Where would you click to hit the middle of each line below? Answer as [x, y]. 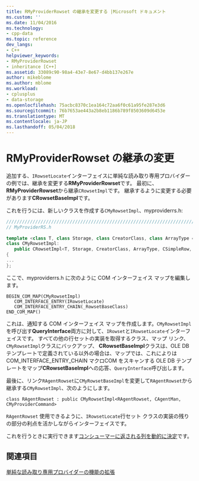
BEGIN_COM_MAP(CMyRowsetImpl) [44, 296]
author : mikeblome [29, 78]
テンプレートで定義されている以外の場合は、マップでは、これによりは [92, 353]
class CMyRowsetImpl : [33, 244]
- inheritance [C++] [32, 67]
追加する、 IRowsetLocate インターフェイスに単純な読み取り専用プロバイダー [98, 176]
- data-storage [25, 99]
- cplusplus [21, 94]
